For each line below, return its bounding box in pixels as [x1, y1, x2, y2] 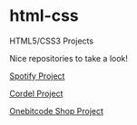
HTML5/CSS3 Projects [9, 35, 93, 46]
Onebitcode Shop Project [9, 105, 104, 116]
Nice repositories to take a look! [9, 53, 129, 63]
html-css [9, 5, 79, 26]
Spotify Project [9, 70, 65, 82]
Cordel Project [9, 88, 64, 99]
